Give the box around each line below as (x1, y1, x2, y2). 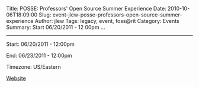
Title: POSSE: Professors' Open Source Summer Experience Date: (6, 5, 167, 12)
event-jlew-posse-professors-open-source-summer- (52, 11, 182, 18)
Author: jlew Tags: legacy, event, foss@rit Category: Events (34, 18, 179, 24)
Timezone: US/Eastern (6, 63, 61, 70)
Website (6, 75, 27, 82)
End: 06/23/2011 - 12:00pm (6, 52, 72, 59)
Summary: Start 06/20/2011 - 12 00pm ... (6, 24, 105, 31)
